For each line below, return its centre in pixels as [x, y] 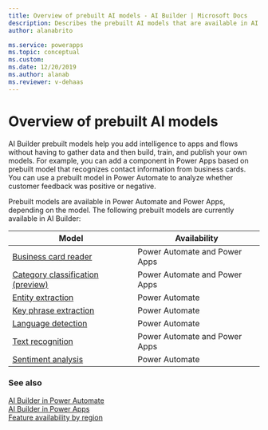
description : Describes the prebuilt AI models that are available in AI [134, 23]
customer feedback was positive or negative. [83, 186]
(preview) [31, 284]
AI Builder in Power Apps [49, 408]
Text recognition [43, 341]
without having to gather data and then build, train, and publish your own [128, 152]
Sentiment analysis [48, 359]
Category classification [56, 274]
